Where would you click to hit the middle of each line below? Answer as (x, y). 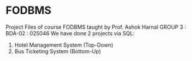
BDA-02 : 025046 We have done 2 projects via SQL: (70, 33)
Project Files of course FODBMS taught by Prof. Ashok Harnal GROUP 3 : (96, 27)
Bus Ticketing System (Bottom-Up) (58, 51)
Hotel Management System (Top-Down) (64, 45)
